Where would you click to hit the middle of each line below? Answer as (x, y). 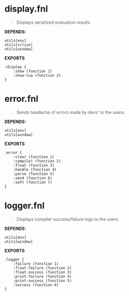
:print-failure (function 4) (43, 276)
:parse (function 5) (34, 174)
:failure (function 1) (36, 264)
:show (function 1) (33, 71)
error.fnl (21, 99)
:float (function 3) (34, 165)
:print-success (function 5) (43, 280)
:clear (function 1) (34, 157)
